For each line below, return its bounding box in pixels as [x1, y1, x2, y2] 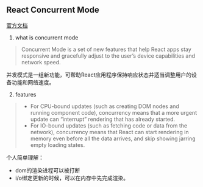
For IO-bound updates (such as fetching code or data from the [30, 121, 188, 129]
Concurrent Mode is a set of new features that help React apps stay [21, 46, 192, 53]
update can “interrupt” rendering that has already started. [30, 115, 176, 123]
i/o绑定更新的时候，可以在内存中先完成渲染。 [15, 174, 129, 182]
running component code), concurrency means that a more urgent [30, 109, 197, 116]
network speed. [21, 58, 61, 66]
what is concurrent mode [15, 33, 79, 41]
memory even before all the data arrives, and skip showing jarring [30, 135, 196, 142]
